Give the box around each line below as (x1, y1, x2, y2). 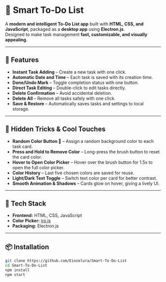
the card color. (12, 154, 42, 160)
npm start (5, 272, 26, 277)
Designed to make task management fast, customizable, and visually (5, 31, 148, 37)
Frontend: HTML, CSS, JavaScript (12, 212, 83, 218)
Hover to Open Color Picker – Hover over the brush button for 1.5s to (12, 159, 153, 165)
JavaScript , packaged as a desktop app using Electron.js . (5, 26, 125, 32)
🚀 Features (5, 56, 39, 64)
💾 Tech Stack (5, 199, 46, 208)
